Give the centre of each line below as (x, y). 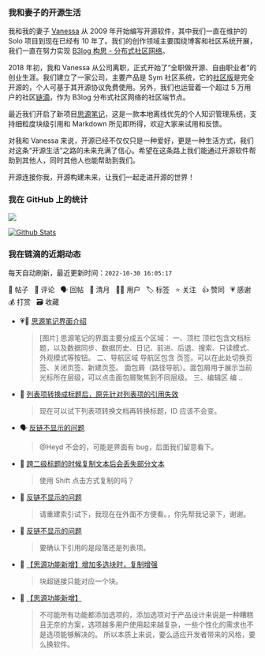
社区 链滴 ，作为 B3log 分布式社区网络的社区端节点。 (106, 97)
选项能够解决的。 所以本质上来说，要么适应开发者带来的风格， (147, 634)
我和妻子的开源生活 (45, 12)
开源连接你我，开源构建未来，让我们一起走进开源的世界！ (101, 177)
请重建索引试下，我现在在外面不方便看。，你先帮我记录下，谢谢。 (145, 514)
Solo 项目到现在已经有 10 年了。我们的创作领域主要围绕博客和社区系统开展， (132, 41)
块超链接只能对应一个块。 (81, 581)
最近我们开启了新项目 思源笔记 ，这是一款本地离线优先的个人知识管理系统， (129, 114)
